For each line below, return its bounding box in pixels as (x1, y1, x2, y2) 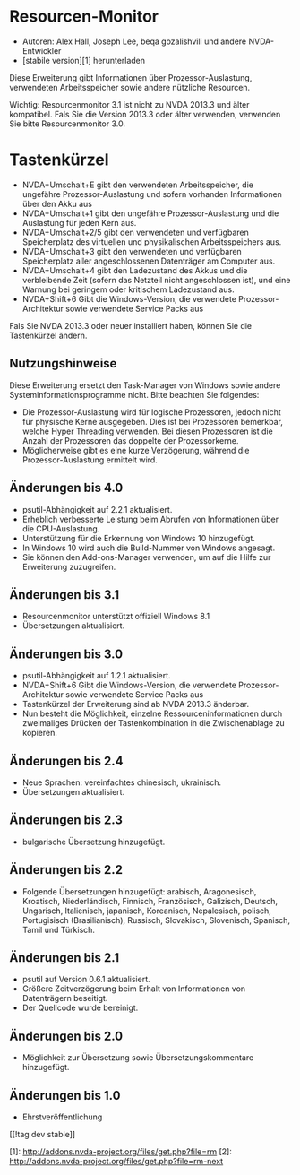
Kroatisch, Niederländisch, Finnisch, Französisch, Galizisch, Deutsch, (21, 895, 279, 906)
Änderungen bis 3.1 (9, 587, 119, 602)
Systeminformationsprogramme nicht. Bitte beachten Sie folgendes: (9, 389, 260, 400)
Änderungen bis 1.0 (9, 1087, 121, 1103)
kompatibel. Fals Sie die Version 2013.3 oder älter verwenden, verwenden (9, 108, 281, 119)
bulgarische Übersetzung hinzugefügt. (21, 836, 166, 847)
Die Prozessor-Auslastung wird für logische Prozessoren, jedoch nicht (21, 406, 282, 418)
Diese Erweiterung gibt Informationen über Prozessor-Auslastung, (9, 72, 253, 82)
